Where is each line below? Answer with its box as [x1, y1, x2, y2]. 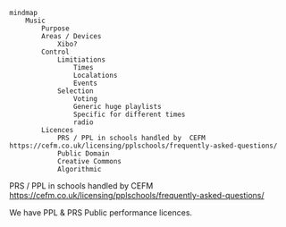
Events [72, 79, 98, 88]
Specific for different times [72, 110, 186, 119]
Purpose [41, 24, 70, 33]
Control [41, 47, 70, 56]
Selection [56, 87, 94, 96]
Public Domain [56, 149, 110, 158]
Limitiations [56, 55, 105, 64]
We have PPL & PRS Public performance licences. [9, 207, 193, 218]
